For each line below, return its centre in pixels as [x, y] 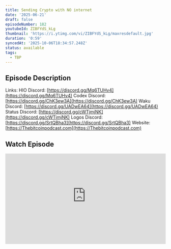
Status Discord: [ [23, 112]
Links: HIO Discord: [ [27, 90]
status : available [25, 48]
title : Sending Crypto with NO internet [49, 10]
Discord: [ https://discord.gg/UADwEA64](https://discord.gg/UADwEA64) [82, 106]
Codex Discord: [90, 96]
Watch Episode [30, 144]
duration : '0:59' [24, 39]
